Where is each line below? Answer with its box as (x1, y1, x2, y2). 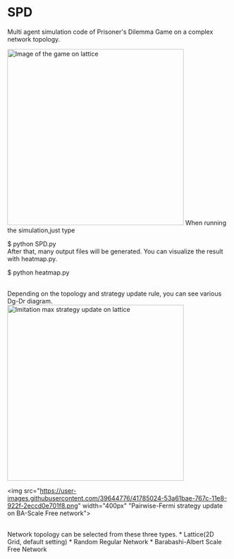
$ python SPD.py (7, 239, 56, 248)
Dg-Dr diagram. (7, 296, 53, 305)
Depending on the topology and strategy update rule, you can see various (7, 289, 222, 298)
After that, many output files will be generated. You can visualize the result (7, 247, 223, 256)
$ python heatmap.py (7, 268, 70, 277)
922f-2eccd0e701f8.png (7, 501, 78, 510)
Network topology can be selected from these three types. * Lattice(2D (7, 529, 214, 539)
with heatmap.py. (7, 254, 58, 263)
